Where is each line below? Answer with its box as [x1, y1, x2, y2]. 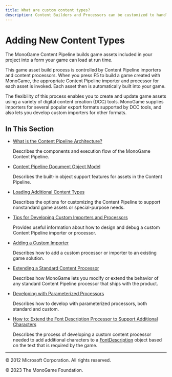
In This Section [5, 124, 54, 133]
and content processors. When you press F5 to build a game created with [5, 73, 160, 79]
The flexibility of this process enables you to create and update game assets [5, 93, 166, 99]
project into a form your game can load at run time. [5, 57, 113, 63]
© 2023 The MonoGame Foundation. [5, 367, 83, 373]
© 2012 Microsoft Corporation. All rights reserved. [5, 357, 111, 363]
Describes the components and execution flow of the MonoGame [12, 148, 151, 154]
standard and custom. [12, 306, 59, 312]
